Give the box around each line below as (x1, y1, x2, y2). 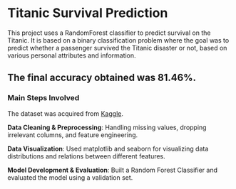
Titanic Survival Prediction (7, 5, 168, 21)
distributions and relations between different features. (7, 151, 165, 161)
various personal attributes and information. (7, 51, 137, 60)
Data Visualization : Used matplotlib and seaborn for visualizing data (7, 144, 209, 153)
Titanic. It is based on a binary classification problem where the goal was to (7, 36, 230, 44)
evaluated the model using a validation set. (7, 173, 133, 182)
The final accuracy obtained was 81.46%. (7, 72, 196, 84)
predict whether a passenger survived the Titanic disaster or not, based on (7, 43, 227, 52)
